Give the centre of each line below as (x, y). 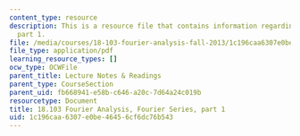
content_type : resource (54, 17)
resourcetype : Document (54, 101)
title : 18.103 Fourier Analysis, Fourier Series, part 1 (117, 109)
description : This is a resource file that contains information (133, 26)
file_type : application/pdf (62, 51)
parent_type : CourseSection (62, 84)
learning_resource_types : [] (63, 59)
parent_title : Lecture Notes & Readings (86, 76)
